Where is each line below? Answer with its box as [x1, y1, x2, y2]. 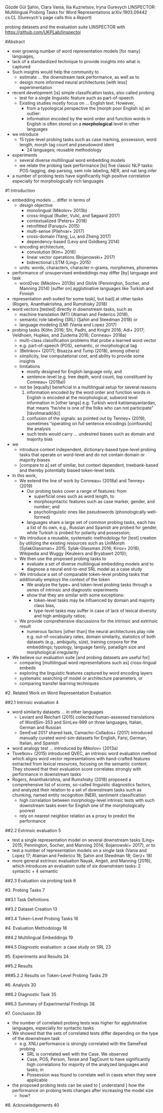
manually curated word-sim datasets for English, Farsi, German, [19, 735, 147, 741]
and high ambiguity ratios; [34, 613, 87, 618]
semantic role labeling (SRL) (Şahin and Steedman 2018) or [19, 317, 138, 322]
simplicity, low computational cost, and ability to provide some [19, 353, 145, 359]
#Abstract [5, 39, 25, 45]
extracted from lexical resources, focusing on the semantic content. [12, 761, 148, 767]
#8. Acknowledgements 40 [5, 1102, 59, 1108]
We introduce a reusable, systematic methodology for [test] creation [19, 535, 157, 541]
